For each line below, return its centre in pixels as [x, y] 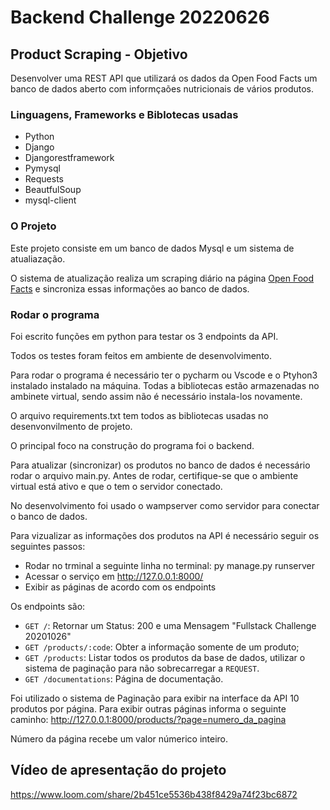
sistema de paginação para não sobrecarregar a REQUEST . [142, 668]
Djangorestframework [69, 158]
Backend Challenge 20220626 [140, 17]
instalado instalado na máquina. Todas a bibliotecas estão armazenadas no [165, 385]
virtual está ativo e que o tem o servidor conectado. [116, 486]
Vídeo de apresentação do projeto [118, 770]
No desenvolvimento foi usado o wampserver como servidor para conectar [165, 505]
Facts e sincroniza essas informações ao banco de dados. [130, 288]
